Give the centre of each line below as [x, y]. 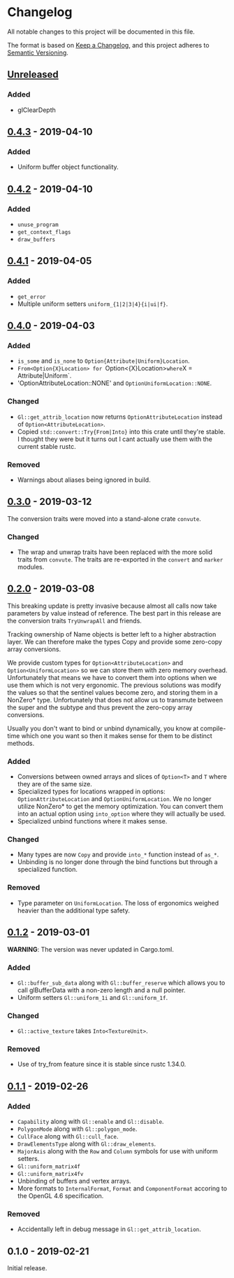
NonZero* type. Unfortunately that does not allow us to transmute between [115, 700]
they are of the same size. [54, 784]
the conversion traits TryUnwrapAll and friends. [74, 620]
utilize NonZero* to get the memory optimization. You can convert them [120, 807]
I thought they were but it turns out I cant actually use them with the [115, 439]
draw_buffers [36, 239]
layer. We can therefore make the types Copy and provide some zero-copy [115, 641]
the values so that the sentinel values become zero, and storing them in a [112, 692]
